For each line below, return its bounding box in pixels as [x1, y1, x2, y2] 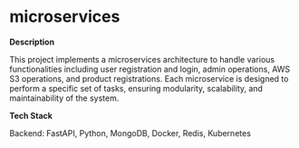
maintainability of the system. [9, 93, 120, 104]
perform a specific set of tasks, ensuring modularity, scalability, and [9, 83, 263, 94]
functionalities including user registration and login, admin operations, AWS [9, 64, 291, 74]
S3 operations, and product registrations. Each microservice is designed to [9, 73, 289, 84]
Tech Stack [9, 110, 53, 121]
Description [9, 36, 55, 47]
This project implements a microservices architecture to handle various [9, 54, 275, 64]
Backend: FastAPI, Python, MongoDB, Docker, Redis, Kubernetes [9, 127, 252, 138]
